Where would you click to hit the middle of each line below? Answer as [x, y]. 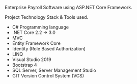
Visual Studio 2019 [32, 60]
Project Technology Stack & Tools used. [47, 17]
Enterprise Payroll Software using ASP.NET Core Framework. [69, 7]
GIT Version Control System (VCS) [48, 76]
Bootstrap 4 [24, 65]
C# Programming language [40, 27]
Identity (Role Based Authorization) [49, 49]
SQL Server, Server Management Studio [54, 70]
